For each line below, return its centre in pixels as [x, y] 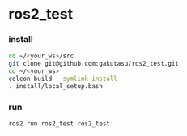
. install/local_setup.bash [56, 86]
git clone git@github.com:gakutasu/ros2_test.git [94, 64]
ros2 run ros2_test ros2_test [59, 124]
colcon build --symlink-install [63, 79]
